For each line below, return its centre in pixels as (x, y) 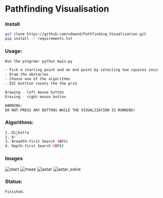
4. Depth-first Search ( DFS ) (34, 146)
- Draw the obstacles (27, 74)
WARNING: (14, 105)
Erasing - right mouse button (36, 97)
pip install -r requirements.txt (39, 39)
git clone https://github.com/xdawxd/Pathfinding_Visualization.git (76, 34)
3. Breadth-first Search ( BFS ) (37, 142)
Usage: (14, 51)
